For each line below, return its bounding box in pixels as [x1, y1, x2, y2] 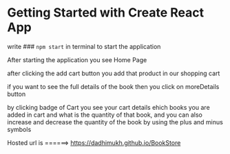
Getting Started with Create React [7, 5, 205, 21]
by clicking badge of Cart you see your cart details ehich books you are [7, 103, 210, 111]
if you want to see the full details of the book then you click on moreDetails [7, 82, 220, 90]
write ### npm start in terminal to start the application [7, 42, 161, 50]
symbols [7, 125, 32, 133]
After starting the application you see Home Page [7, 55, 147, 64]
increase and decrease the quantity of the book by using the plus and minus [7, 117, 224, 126]
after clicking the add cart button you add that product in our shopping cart [7, 69, 220, 77]
